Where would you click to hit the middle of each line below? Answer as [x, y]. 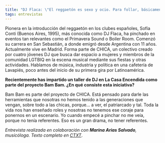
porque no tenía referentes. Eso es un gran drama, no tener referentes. [77, 120]
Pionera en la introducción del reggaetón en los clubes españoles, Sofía [78, 28]
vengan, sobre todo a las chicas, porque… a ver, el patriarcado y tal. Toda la [82, 105]
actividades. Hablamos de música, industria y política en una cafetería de [79, 65]
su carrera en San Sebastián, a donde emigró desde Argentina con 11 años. [81, 44]
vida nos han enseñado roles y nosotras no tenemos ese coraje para [74, 110]
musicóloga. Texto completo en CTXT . [44, 135]
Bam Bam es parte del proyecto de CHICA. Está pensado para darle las [77, 94]
